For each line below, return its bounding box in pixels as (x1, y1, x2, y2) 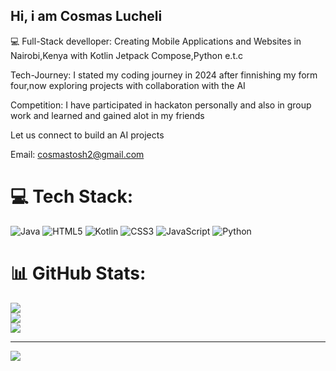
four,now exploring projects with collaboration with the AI (10, 79, 246, 91)
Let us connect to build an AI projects (10, 129, 165, 141)
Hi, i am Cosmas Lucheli (10, 8, 163, 25)
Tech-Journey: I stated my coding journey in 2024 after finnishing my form (10, 69, 318, 81)
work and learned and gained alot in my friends (10, 109, 205, 121)
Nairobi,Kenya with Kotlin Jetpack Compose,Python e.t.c (10, 49, 244, 61)
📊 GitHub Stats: (10, 262, 147, 284)
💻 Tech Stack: (10, 185, 134, 208)
